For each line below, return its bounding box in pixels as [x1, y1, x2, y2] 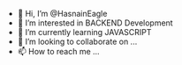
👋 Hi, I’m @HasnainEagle [17, 9, 108, 18]
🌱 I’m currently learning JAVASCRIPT [17, 27, 152, 37]
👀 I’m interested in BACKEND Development [17, 18, 174, 28]
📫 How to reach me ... [17, 47, 100, 56]
